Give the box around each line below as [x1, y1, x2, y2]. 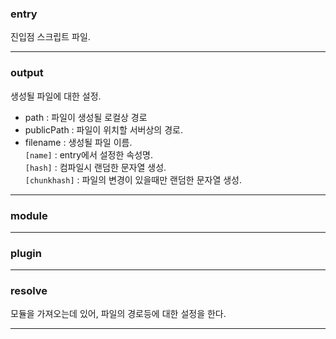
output [10, 66, 44, 80]
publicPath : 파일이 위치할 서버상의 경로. [24, 123, 183, 136]
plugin [10, 246, 42, 260]
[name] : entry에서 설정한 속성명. [24, 148, 153, 161]
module [10, 208, 48, 222]
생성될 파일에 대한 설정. [10, 90, 102, 102]
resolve [10, 284, 48, 298]
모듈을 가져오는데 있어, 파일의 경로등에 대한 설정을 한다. [10, 308, 227, 320]
